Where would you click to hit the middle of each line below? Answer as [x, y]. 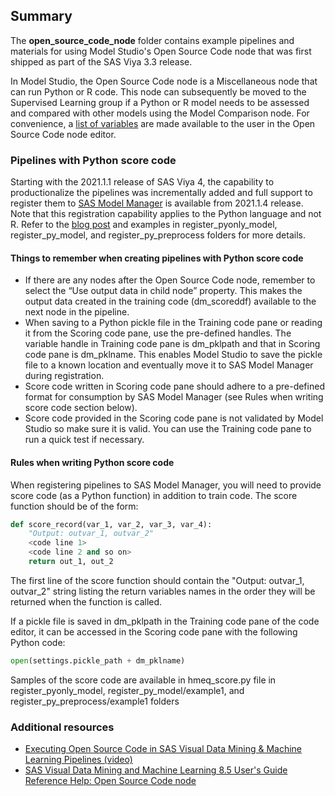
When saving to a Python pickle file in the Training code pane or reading [173, 323]
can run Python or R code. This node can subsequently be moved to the [158, 91]
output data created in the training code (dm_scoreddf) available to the [170, 301]
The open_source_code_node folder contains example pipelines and [152, 40]
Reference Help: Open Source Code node [110, 781]
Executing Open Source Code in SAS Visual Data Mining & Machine [163, 749]
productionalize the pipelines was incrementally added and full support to [161, 193]
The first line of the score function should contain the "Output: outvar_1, [157, 580]
